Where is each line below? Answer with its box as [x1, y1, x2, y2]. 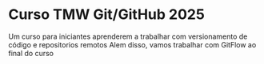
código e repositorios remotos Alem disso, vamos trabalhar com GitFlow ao [8, 40, 257, 49]
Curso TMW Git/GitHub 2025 [8, 6, 206, 24]
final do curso [8, 48, 54, 58]
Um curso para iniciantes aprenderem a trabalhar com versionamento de [8, 32, 248, 41]
